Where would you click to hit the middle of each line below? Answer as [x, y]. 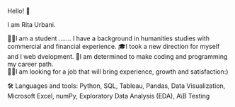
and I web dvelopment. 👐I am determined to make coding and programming [117, 56]
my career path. [30, 64]
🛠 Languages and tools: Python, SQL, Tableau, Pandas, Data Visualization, [116, 86]
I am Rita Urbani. [31, 24]
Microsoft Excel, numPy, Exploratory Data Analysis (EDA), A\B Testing [109, 96]
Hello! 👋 [19, 11]
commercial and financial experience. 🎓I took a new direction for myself [114, 46]
